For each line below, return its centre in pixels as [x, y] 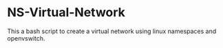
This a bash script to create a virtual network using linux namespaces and [112, 31]
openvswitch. [26, 38]
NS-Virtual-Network [66, 13]
